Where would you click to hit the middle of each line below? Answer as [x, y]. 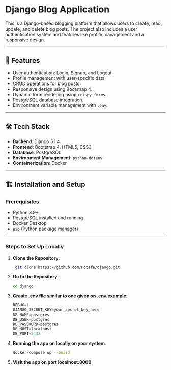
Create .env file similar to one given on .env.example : [70, 296]
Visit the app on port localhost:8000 [52, 362]
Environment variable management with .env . [60, 105]
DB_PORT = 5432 [26, 334]
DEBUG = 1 [21, 305]
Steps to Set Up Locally [35, 247]
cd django [23, 286]
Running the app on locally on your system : [59, 343]
